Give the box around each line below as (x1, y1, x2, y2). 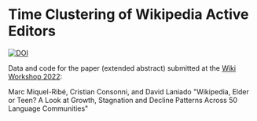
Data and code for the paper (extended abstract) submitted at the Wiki (8, 63, 237, 72)
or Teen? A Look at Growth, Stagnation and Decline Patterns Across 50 (8, 95, 238, 104)
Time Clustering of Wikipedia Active (8, 5, 249, 24)
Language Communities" (8, 104, 89, 113)
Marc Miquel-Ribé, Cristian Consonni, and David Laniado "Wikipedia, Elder (8, 86, 249, 96)
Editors (8, 22, 57, 40)
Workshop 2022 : (8, 71, 63, 81)
